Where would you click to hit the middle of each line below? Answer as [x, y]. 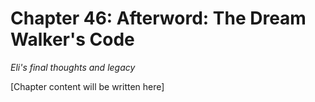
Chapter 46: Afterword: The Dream [158, 18]
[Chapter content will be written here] [87, 86]
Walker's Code [72, 39]
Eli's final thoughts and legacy [73, 67]
